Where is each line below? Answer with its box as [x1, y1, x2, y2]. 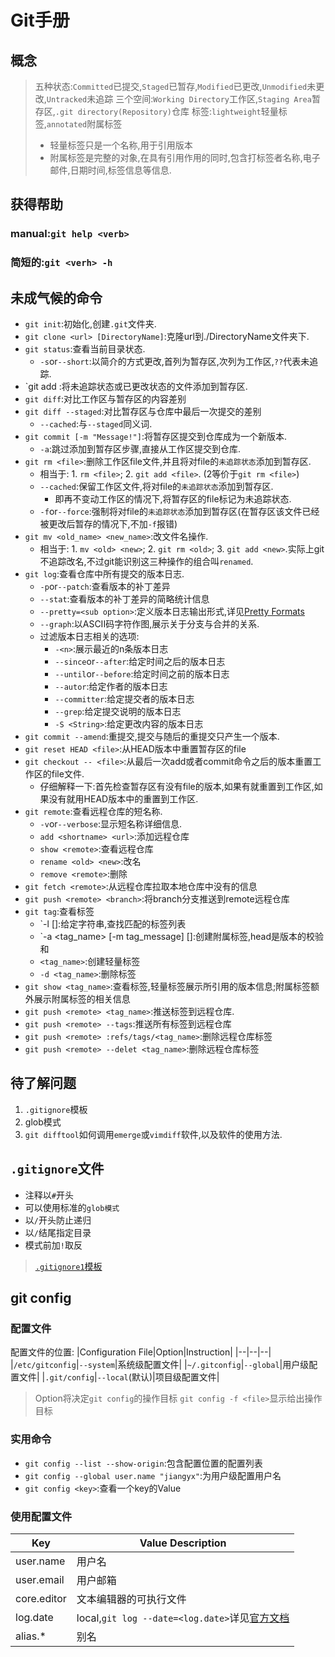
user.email [15, 1572, 65, 1586]
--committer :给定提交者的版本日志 [54, 693, 195, 705]
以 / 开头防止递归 [24, 1214, 92, 1226]
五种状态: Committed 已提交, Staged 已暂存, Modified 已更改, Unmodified [34, 81, 308, 92]
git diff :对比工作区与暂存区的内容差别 [24, 393, 187, 405]
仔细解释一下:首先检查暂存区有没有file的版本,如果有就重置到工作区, [39, 781, 315, 793]
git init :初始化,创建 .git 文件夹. [24, 318, 157, 330]
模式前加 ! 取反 [24, 1239, 83, 1251]
